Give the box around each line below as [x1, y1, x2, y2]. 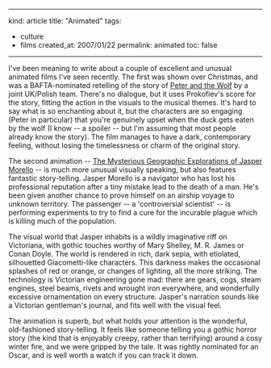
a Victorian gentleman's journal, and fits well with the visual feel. [8, 300, 222, 310]
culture [19, 31, 44, 41]
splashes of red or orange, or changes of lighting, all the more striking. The [8, 266, 258, 275]
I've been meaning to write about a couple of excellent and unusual [8, 64, 232, 73]
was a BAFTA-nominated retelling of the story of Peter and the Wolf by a [8, 81, 248, 90]
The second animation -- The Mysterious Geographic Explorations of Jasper [8, 157, 263, 165]
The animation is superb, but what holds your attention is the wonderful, [8, 316, 248, 325]
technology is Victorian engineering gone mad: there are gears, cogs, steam [8, 275, 261, 284]
